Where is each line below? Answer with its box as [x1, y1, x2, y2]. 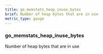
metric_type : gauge [5, 16, 44, 21]
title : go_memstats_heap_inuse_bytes [5, 7, 81, 12]
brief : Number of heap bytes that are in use [5, 12, 98, 17]
